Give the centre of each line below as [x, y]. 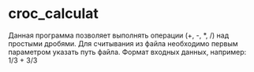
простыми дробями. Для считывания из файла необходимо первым [123, 43]
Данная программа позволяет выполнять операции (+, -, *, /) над [119, 35]
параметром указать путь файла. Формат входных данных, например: [127, 52]
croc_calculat [53, 14]
